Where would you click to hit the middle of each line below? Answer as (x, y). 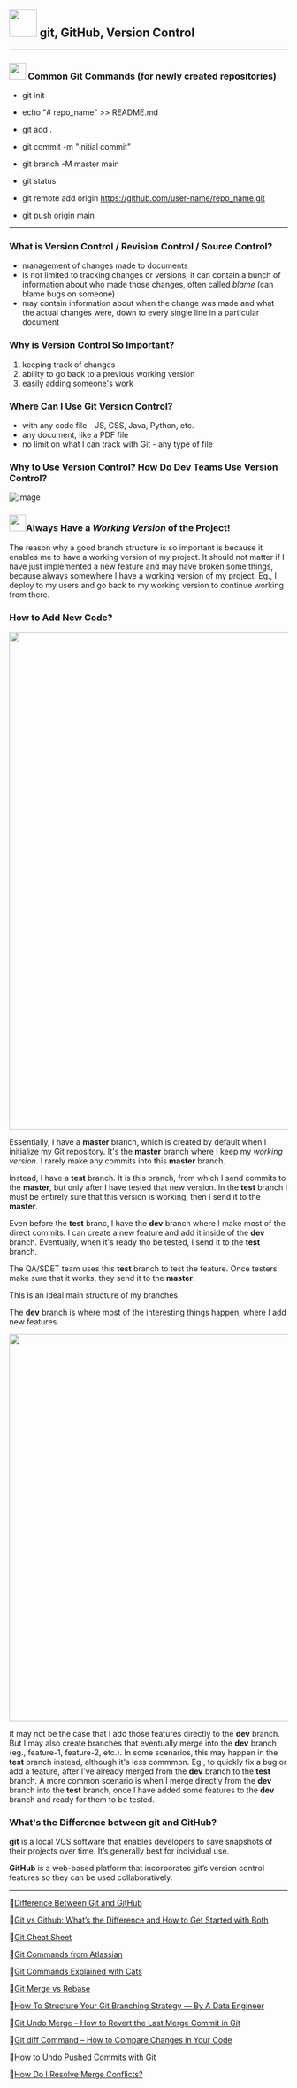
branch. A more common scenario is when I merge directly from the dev (141, 1780)
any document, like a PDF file (75, 435)
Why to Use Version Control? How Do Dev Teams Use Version (144, 467)
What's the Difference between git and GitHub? (113, 1822)
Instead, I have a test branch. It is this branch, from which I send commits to (148, 1178)
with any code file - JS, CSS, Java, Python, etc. (108, 425)
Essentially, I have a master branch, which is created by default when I (138, 1141)
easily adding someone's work (78, 383)
